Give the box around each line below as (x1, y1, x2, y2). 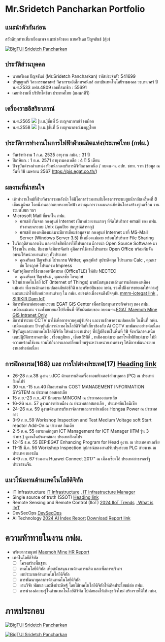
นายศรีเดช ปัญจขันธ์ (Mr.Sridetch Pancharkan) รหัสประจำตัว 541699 (12, 73, 136, 79)
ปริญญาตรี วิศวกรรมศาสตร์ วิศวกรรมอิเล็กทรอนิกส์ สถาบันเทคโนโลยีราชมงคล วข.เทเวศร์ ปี (12, 79, 158, 85)
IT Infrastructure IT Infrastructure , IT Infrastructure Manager (12, 489, 135, 495)
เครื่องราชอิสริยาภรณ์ (5, 104, 55, 113)
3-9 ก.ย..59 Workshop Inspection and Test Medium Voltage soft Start (12, 417, 152, 423)
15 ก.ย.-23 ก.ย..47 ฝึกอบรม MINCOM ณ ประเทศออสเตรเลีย (12, 395, 117, 401)
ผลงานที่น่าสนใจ (5, 183, 44, 192)
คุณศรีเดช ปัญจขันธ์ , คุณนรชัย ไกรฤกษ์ (19, 274, 84, 280)
